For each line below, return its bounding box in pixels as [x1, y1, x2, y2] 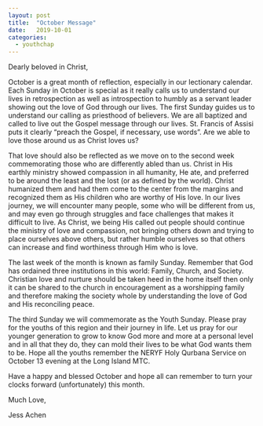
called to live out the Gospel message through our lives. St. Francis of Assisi [8, 119, 254, 129]
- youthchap [15, 41, 55, 49]
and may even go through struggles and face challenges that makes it [8, 209, 234, 219]
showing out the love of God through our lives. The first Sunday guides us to [8, 103, 255, 112]
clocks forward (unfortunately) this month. [8, 380, 145, 389]
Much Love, [8, 395, 46, 405]
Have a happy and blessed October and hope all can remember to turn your [8, 372, 253, 381]
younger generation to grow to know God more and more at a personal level [8, 331, 254, 341]
